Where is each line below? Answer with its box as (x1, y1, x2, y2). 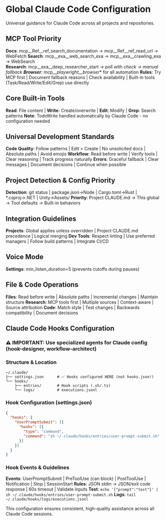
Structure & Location (5, 359, 57, 366)
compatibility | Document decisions (5, 310, 79, 316)
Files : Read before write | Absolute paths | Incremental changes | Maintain (5, 294, 159, 300)
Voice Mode (5, 253, 44, 261)
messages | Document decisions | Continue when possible (5, 161, 127, 168)
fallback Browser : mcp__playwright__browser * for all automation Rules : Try (5, 69, 161, 75)
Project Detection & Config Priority (5, 176, 116, 184)
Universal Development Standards (5, 132, 115, 141)
